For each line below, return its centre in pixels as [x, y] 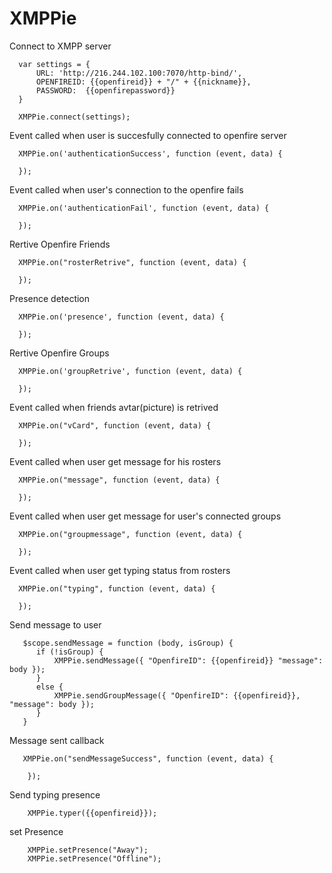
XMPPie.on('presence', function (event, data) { [121, 317]
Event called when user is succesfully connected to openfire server [148, 135]
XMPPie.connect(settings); [74, 117]
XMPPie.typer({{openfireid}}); [92, 813]
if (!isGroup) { [69, 652]
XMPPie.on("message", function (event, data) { [119, 480]
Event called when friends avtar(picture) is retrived [114, 407]
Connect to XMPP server [60, 46]
